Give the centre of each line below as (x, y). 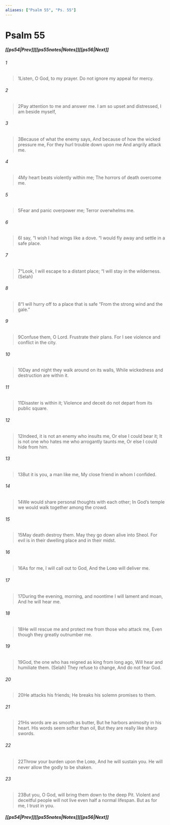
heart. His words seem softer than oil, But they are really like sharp (88, 728)
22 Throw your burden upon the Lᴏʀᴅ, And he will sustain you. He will (90, 761)
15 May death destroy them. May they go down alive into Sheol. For (88, 535)
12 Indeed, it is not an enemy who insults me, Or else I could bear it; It (90, 436)
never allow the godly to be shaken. (55, 767)
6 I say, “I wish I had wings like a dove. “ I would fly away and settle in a (91, 238)
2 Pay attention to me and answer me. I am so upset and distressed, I (90, 106)
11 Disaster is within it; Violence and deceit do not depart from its (85, 403)
